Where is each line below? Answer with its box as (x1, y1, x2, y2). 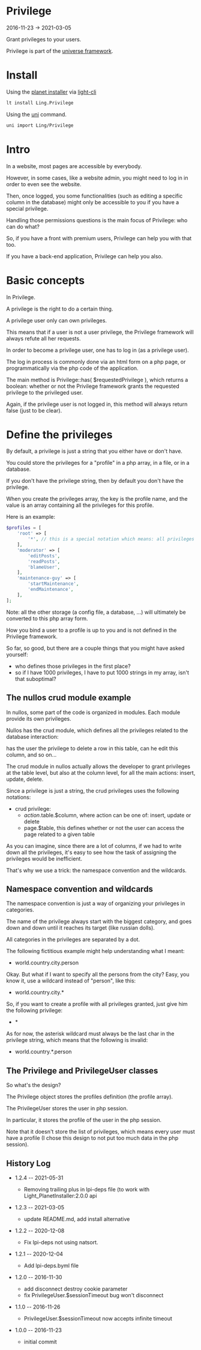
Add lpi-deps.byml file (23, 1262, 79, 1269)
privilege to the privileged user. (6, 389, 83, 396)
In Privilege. (6, 293, 36, 301)
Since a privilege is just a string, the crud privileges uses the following (6, 787, 179, 794)
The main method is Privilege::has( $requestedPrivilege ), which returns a (6, 376, 188, 383)
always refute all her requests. (6, 334, 81, 342)
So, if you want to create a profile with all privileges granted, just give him (6, 1000, 188, 1008)
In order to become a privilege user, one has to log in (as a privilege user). (6, 347, 189, 354)
